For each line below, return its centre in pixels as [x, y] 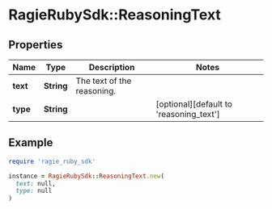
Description [112, 67]
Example [31, 143]
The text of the [104, 81]
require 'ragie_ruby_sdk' [52, 161]
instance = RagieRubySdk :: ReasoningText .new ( [86, 176]
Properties [36, 45]
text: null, [36, 183]
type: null [34, 191]
